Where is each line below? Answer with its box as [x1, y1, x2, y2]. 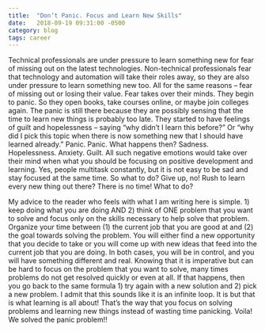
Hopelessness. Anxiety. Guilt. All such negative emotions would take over [8, 148, 248, 158]
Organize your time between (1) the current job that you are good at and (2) [8, 223, 254, 232]
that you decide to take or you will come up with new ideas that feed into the [8, 239, 257, 249]
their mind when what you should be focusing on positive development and [8, 156, 253, 166]
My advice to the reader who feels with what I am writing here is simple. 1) [8, 197, 250, 207]
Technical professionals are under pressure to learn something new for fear [8, 55, 255, 65]
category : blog [8, 26, 59, 34]
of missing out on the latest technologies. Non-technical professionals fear [8, 64, 252, 74]
